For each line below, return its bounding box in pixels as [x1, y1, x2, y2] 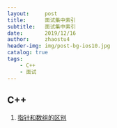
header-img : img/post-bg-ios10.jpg [7, 42, 111, 49]
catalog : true [7, 49, 49, 56]
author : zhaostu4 [7, 36, 70, 43]
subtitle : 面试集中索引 [7, 23, 77, 30]
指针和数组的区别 [17, 113, 67, 122]
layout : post [7, 10, 58, 17]
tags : [7, 56, 23, 63]
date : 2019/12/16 [7, 29, 77, 37]
